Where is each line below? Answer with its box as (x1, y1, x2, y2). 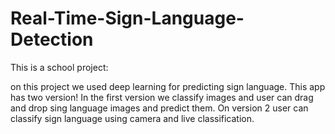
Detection (10, 28, 94, 51)
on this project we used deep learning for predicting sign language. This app (10, 80, 326, 92)
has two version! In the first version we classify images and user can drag (10, 91, 314, 103)
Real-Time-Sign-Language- (10, 7, 245, 30)
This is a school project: (10, 61, 109, 73)
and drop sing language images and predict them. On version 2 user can (10, 102, 309, 114)
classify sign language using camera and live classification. (10, 112, 255, 124)
